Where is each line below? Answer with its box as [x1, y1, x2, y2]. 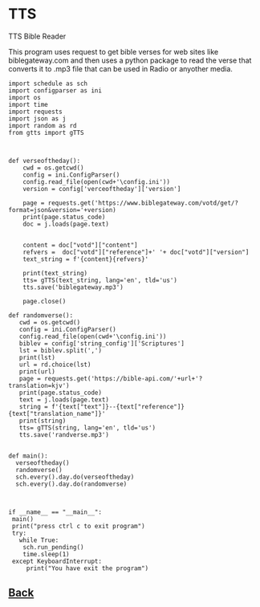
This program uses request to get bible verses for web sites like [8, 47, 219, 56]
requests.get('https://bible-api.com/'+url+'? [43, 374, 203, 382]
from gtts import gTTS [8, 128, 84, 136]
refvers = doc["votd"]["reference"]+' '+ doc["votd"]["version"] [22, 248, 250, 256]
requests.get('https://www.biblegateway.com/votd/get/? [47, 198, 239, 207]
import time [8, 100, 48, 108]
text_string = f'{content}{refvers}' [22, 255, 149, 263]
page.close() [22, 297, 67, 305]
